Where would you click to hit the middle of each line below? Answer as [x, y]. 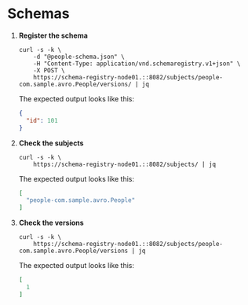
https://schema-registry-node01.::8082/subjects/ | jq [125, 164]
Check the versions [51, 223]
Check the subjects [51, 143]
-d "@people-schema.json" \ [79, 57]
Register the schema [53, 35]
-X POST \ [49, 70]
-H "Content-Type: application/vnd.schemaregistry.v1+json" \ [137, 64]
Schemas [38, 14]
